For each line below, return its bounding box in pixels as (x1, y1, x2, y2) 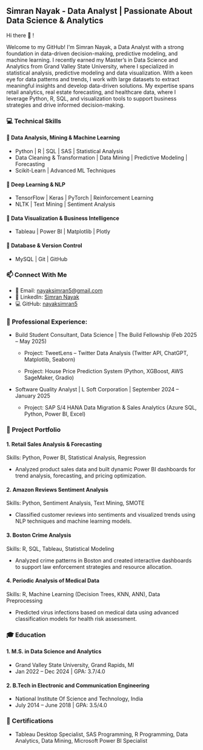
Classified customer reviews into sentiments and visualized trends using (15, 511, 196, 519)
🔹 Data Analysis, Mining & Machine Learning (6, 134, 120, 141)
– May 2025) (15, 337, 47, 345)
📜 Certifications (6, 717, 54, 725)
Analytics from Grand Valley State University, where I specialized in (6, 62, 174, 70)
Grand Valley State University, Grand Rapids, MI (15, 662, 135, 668)
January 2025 (15, 392, 50, 400)
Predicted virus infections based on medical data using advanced (15, 608, 179, 616)
